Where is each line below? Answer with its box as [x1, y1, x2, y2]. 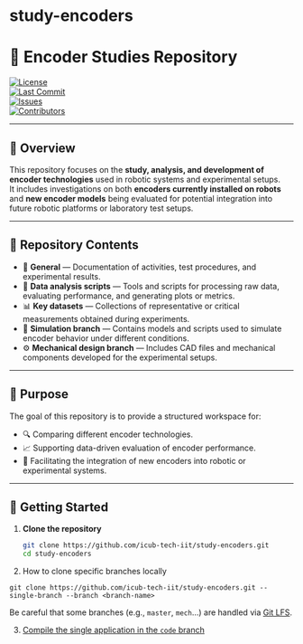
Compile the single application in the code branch [22, 625, 205, 636]
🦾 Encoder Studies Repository [9, 47, 238, 68]
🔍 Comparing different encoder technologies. [22, 429, 194, 440]
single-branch [9, 592, 63, 601]
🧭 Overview [9, 140, 76, 156]
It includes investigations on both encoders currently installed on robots [9, 183, 281, 194]
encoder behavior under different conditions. [22, 332, 189, 344]
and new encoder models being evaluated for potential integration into [9, 193, 273, 204]
